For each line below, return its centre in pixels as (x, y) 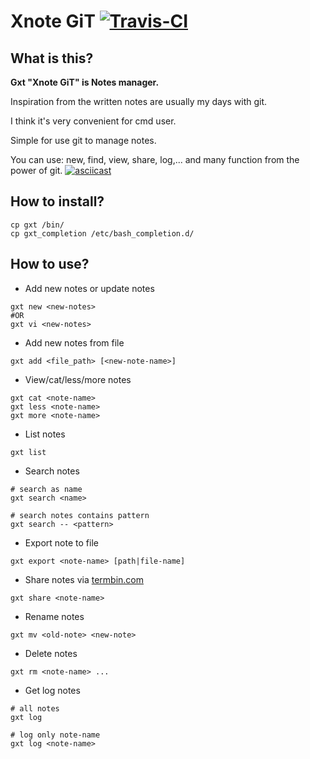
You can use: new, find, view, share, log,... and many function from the (155, 159)
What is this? (52, 58)
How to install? (57, 201)
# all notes (35, 708)
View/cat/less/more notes (78, 379)
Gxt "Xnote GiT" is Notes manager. (85, 82)
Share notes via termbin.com (84, 579)
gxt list (28, 452)
